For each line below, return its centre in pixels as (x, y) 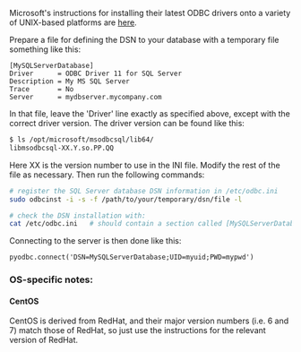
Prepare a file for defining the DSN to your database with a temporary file (144, 40)
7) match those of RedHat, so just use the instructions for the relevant (138, 331)
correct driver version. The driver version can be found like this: (127, 123)
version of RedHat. (44, 340)
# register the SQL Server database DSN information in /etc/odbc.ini (144, 191)
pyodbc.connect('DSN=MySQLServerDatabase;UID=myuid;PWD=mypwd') (132, 258)
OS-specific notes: (52, 279)
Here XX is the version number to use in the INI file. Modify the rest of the (145, 165)
